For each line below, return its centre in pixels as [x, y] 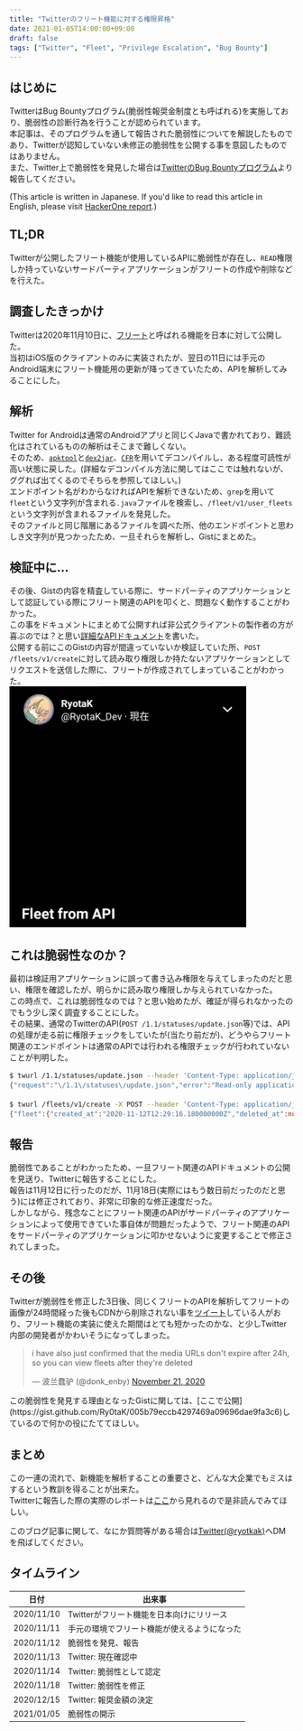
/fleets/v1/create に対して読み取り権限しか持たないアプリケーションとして [150, 658]
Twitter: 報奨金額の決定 [110, 1699]
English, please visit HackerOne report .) [83, 207]
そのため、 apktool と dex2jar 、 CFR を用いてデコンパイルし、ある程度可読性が [150, 457]
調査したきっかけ [57, 312]
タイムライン [45, 1573]
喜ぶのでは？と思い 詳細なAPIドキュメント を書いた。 [107, 636]
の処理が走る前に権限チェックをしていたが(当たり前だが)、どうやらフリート [150, 1035]
